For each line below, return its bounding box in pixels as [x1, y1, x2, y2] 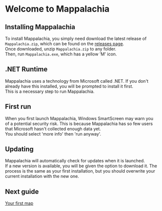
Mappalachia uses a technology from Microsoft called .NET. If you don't [5, 78, 149, 84]
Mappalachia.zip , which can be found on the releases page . [5, 41, 125, 47]
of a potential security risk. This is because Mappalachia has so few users [5, 121, 153, 126]
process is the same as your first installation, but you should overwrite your [5, 168, 155, 174]
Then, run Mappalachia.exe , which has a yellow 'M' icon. [5, 51, 117, 57]
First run [5, 103, 32, 111]
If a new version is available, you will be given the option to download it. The [5, 163, 158, 169]
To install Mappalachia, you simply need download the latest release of [5, 35, 147, 41]
